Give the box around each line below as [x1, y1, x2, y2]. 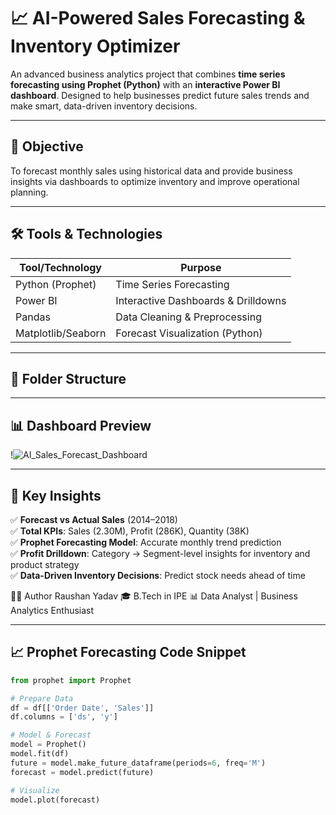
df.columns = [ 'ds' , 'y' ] [10, 712, 118, 722]
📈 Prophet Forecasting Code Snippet [10, 644, 247, 661]
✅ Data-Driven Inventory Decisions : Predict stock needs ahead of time [10, 570, 306, 581]
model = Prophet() [10, 740, 87, 750]
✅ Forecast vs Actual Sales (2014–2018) [10, 514, 178, 525]
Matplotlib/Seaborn [15, 326, 107, 340]
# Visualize [10, 785, 60, 795]
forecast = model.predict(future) [10, 767, 155, 777]
